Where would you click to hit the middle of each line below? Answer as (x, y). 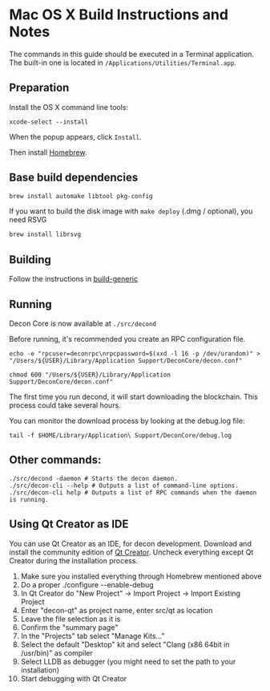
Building (30, 260)
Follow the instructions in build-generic (74, 279)
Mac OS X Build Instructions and (119, 15)
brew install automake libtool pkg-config (81, 196)
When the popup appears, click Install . (76, 136)
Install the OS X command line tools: (69, 107)
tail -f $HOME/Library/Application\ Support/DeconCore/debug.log (120, 435)
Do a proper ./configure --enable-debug (87, 584)
